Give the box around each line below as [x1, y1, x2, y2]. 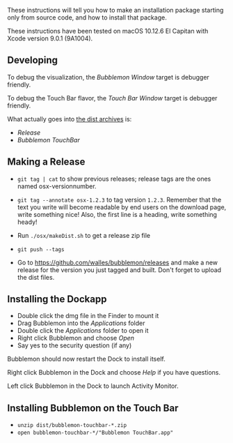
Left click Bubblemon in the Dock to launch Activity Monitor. [7, 382, 179, 390]
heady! [17, 218, 38, 226]
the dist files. [17, 273, 55, 281]
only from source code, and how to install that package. [7, 13, 167, 22]
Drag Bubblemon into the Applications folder [17, 319, 145, 327]
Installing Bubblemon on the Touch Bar [7, 402, 179, 414]
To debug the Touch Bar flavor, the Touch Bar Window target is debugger [7, 93, 218, 102]
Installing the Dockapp [7, 293, 107, 306]
